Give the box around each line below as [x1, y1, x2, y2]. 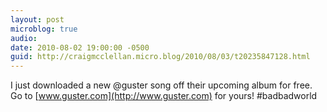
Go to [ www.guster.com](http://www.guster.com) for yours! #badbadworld [10, 90, 318, 102]
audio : [10, 33, 38, 43]
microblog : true [10, 24, 78, 34]
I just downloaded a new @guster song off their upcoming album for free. [10, 79, 313, 91]
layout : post [10, 14, 65, 25]
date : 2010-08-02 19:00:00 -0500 [10, 42, 150, 53]
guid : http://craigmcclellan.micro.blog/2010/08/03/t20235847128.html [10, 52, 311, 62]
